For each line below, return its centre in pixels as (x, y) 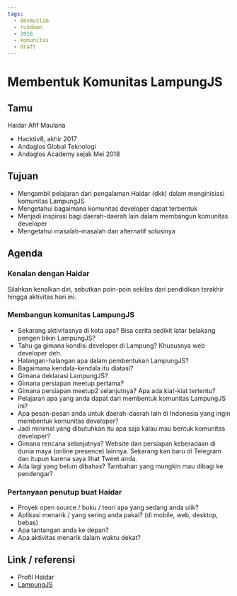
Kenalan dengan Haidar (48, 274)
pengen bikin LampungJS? (56, 338)
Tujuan (23, 176)
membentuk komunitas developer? (68, 421)
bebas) (28, 523)
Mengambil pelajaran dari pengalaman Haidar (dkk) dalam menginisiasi (121, 193)
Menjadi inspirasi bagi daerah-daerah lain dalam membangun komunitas (123, 216)
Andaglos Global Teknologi (57, 147)
